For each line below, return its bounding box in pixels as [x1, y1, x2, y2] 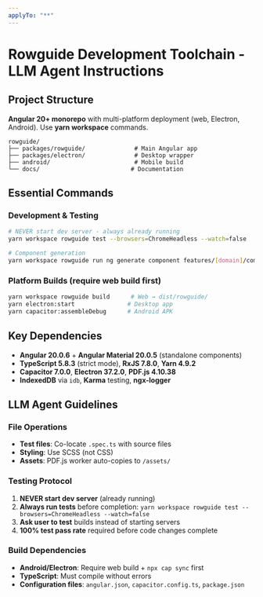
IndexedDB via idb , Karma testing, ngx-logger [19, 375, 171, 385]
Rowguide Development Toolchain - [8, 45, 245, 63]
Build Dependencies [8, 545, 87, 556]
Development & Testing [8, 210, 99, 221]
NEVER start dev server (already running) [19, 493, 156, 503]
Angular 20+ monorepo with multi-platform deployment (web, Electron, [8, 114, 240, 123]
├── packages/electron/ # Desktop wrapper [8, 151, 194, 159]
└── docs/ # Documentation [8, 165, 184, 173]
